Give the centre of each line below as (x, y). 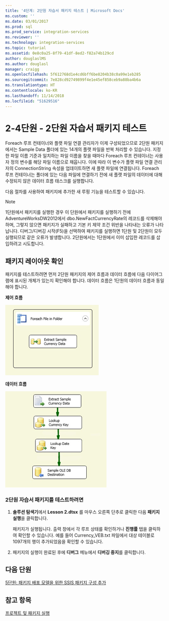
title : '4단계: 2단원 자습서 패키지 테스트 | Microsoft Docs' (65, 11)
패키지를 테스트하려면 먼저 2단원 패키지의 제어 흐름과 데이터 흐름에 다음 (75, 274)
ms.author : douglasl (27, 64)
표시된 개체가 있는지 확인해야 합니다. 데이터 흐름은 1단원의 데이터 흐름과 (85, 280)
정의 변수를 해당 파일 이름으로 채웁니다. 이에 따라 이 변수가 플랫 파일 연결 (81, 162)
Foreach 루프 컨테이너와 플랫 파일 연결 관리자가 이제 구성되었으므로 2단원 (78, 143)
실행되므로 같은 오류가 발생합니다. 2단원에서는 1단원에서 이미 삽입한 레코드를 (80, 238)
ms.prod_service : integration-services (47, 32)
